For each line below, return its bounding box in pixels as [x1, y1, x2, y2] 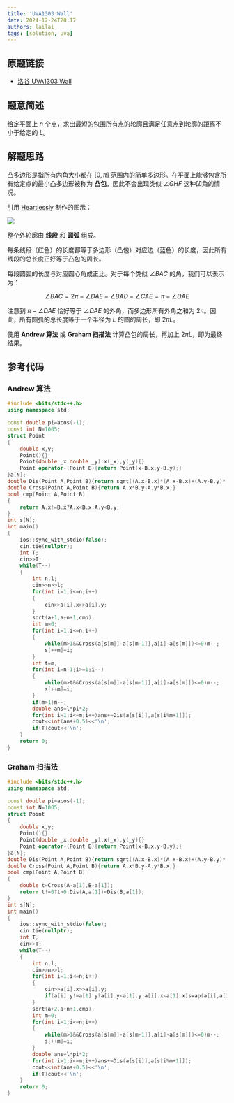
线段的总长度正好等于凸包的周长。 [7, 254, 105, 263]
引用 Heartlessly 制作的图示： [7, 203, 93, 211]
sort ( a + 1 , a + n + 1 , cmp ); [32, 614, 95, 621]
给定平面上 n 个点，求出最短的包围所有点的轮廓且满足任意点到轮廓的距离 [7, 120, 216, 128]
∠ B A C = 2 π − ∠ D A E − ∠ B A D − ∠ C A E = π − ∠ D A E [45, 291, 189, 301]
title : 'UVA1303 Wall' [7, 10, 73, 17]
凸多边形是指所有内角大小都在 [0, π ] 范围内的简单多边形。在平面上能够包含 [7, 171, 221, 179]
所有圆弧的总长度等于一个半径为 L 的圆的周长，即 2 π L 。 [19, 315, 180, 324]
